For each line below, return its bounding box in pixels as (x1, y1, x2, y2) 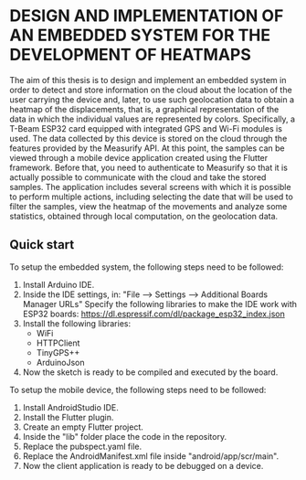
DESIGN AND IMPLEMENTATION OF (9, 5, 284, 27)
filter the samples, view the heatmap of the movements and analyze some (9, 200, 288, 211)
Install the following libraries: (22, 317, 132, 329)
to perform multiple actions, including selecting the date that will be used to (9, 191, 294, 202)
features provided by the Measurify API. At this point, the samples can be (9, 143, 285, 154)
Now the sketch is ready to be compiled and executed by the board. (22, 367, 279, 378)
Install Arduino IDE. (22, 279, 95, 290)
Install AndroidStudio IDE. (22, 401, 119, 412)
